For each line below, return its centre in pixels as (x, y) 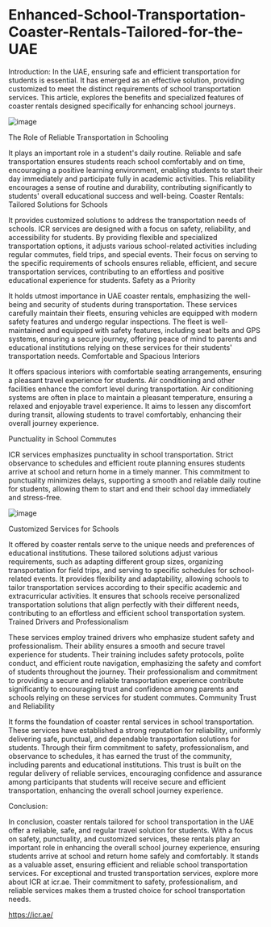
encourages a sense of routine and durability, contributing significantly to (130, 187)
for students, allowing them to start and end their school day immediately (130, 489)
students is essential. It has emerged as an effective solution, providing (126, 80)
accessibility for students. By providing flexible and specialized (113, 237)
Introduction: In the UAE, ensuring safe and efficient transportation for (125, 71)
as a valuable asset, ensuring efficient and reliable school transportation (128, 864)
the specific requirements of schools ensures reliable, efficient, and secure (133, 263)
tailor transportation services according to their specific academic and (125, 587)
